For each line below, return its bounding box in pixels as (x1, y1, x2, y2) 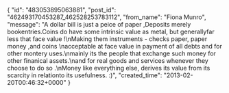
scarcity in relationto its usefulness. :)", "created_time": (7, 71, 162, 79)
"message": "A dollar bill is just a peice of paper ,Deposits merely (7, 21, 191, 28)
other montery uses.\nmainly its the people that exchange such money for (7, 49, 216, 57)
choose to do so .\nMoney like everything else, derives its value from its (7, 64, 210, 72)
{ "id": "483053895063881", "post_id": (7, 6, 117, 14)
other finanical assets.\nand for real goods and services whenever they (7, 57, 209, 64)
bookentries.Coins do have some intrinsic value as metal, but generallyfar (7, 27, 215, 36)
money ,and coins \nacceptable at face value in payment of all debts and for (7, 42, 223, 50)
